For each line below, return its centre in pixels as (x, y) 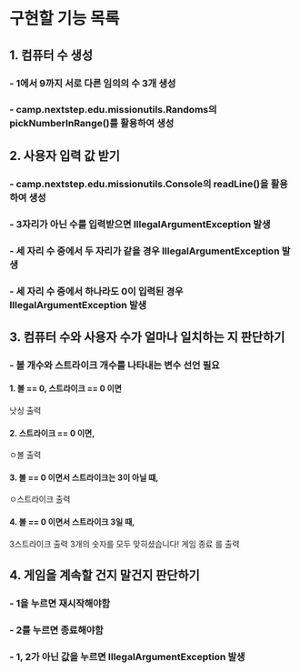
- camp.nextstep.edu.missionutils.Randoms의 (113, 110)
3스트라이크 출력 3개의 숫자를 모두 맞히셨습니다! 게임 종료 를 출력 (125, 544)
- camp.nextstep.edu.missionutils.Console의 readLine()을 (139, 184)
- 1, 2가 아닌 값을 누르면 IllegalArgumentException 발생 (127, 657)
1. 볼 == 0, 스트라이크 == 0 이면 (66, 388)
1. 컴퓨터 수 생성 (51, 55)
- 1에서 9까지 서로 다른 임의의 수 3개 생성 (93, 83)
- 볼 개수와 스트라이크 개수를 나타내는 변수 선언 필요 (115, 365)
